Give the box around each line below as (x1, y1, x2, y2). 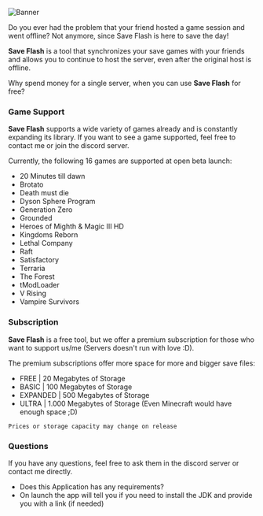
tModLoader (19, 280, 60, 290)
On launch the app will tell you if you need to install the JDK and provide (19, 490, 253, 499)
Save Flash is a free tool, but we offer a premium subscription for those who (8, 335, 255, 344)
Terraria (19, 264, 46, 273)
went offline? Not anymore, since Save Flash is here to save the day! (8, 32, 229, 40)
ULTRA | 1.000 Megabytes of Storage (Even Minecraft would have (19, 399, 232, 408)
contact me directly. (8, 466, 73, 476)
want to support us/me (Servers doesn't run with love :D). (8, 343, 195, 352)
